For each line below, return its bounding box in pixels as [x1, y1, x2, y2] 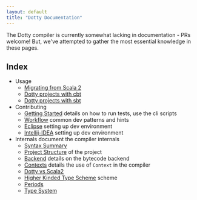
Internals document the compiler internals [15, 136, 120, 143]
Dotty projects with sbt [24, 97, 81, 104]
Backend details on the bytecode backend [24, 155, 130, 162]
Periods [24, 181, 44, 188]
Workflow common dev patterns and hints [24, 116, 129, 124]
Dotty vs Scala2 [24, 168, 64, 175]
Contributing [15, 104, 47, 111]
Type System [24, 187, 58, 195]
